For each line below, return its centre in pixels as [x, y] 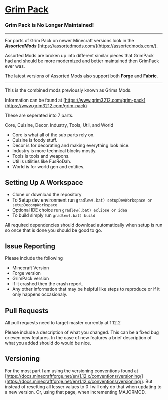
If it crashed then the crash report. [48, 284]
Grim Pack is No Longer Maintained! [50, 25]
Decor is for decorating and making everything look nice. [71, 145]
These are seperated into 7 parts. [39, 115]
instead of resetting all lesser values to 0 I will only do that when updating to [83, 387]
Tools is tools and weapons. [41, 156]
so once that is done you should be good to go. [54, 230]
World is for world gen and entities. [48, 167]
